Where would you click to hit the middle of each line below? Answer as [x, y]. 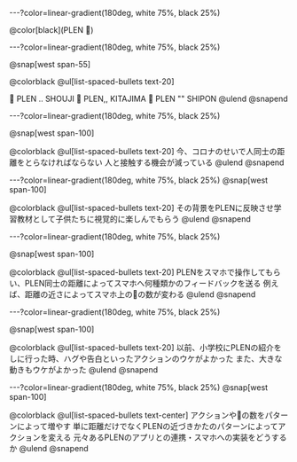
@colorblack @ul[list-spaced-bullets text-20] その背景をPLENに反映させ [142, 208]
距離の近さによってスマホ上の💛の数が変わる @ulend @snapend [140, 294]
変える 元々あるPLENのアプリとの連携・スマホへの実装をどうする [167, 437]
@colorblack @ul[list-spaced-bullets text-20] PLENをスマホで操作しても [141, 272]
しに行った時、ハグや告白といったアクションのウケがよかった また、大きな [146, 359]
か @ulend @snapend [49, 448]
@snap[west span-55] [50, 64]
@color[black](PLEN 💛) [51, 30]
